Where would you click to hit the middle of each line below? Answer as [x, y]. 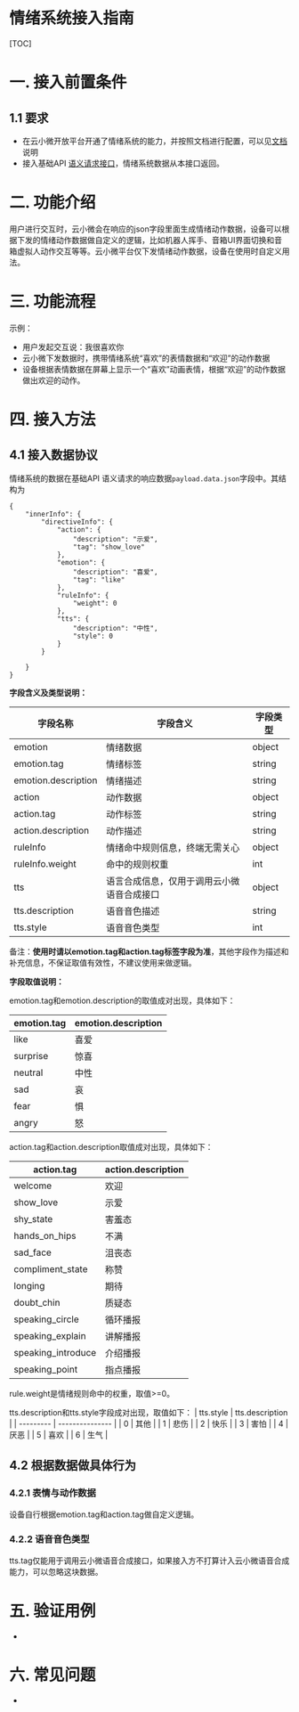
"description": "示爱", [115, 539]
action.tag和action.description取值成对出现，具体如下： [111, 1146]
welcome [33, 1186]
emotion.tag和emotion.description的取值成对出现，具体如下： [122, 1000]
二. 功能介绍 [53, 203]
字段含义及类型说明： [48, 692]
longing [29, 1285]
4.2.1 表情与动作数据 [53, 1493]
